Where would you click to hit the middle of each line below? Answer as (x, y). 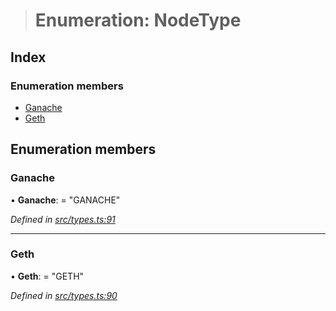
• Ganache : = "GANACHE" (65, 200)
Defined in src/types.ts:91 (63, 219)
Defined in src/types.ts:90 (64, 295)
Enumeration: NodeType (138, 20)
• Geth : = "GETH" (47, 276)
